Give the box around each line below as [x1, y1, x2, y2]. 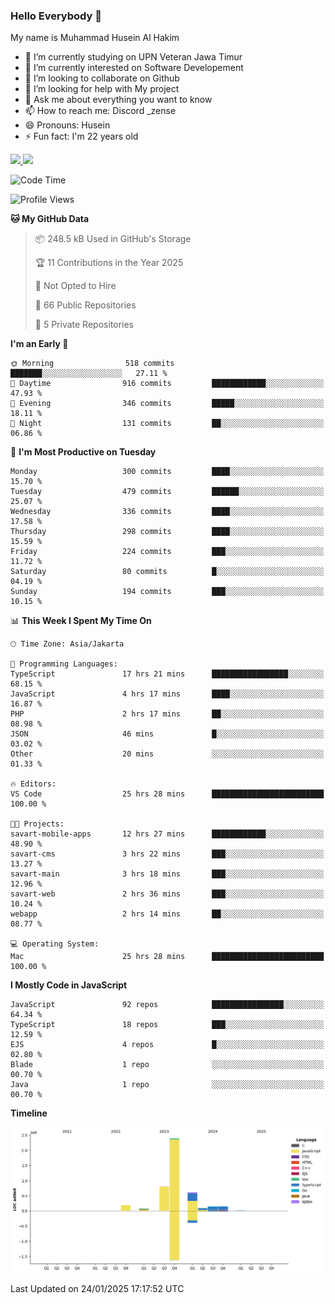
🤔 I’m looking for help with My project [24, 83, 180, 95]
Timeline [10, 1107, 48, 1119]
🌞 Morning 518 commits [10, 359, 175, 369]
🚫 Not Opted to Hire [34, 280, 117, 292]
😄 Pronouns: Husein [24, 119, 111, 131]
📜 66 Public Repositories [34, 299, 137, 311]
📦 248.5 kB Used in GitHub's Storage [34, 233, 192, 245]
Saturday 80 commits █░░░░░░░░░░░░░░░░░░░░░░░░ [10, 567, 325, 577]
